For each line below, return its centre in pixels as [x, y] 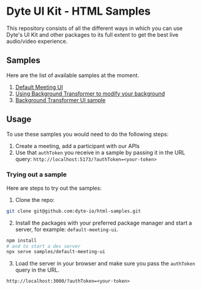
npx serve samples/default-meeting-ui [56, 252]
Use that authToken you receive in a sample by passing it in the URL [100, 152]
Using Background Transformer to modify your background [90, 94]
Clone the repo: [35, 199]
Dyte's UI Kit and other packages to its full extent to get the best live [93, 34]
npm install [21, 240]
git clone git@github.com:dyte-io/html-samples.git [74, 211]
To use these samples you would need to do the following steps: [87, 134]
